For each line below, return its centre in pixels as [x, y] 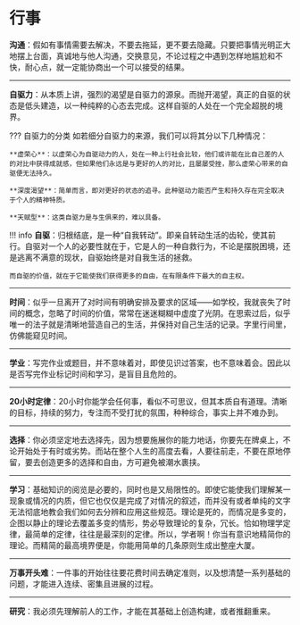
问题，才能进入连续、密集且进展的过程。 [83, 583]
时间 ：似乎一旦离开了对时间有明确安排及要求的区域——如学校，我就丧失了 [146, 302]
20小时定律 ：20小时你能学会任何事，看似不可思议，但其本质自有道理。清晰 [148, 401]
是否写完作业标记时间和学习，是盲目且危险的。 [95, 374]
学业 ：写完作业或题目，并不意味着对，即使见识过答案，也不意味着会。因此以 [150, 362]
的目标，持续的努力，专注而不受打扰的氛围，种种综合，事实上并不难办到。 [146, 412]
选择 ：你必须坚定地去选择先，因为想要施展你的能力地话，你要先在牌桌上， [146, 439]
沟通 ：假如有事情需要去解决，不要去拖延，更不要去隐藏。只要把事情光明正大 [150, 45]
